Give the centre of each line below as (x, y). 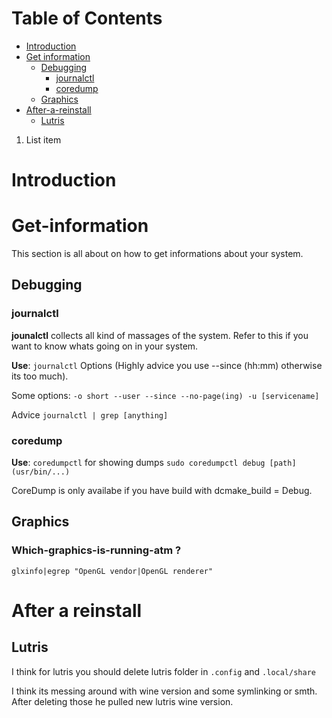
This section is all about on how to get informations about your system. (157, 254)
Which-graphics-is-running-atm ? (96, 550)
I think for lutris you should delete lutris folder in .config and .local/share (163, 671)
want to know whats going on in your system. (105, 346)
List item (43, 139)
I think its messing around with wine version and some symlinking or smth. (164, 691)
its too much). (40, 376)
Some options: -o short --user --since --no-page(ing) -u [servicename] (165, 395)
